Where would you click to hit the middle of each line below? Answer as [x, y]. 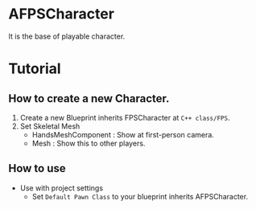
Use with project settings [61, 188]
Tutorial [35, 69]
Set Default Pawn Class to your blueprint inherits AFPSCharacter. [140, 196]
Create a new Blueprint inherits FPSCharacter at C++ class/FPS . [125, 117]
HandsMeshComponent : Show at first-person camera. [123, 134]
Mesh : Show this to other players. [89, 143]
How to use [37, 168]
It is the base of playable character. [67, 36]
